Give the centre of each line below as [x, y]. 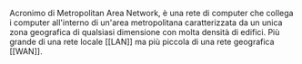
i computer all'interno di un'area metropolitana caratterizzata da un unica [146, 23]
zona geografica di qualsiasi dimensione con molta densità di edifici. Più [145, 32]
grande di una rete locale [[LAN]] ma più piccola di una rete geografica [142, 41]
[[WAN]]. [26, 51]
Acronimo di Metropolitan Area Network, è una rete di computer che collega [151, 13]
